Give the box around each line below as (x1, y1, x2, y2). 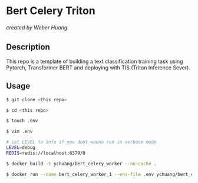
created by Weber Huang (6, 24, 68, 31)
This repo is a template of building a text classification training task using (6, 58, 183, 65)
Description (6, 42, 50, 52)
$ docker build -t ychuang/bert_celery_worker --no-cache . (6, 161, 157, 167)
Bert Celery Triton (6, 4, 95, 18)
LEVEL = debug (6, 145, 35, 151)
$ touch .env (6, 118, 38, 124)
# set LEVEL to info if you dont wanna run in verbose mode (6, 139, 157, 145)
